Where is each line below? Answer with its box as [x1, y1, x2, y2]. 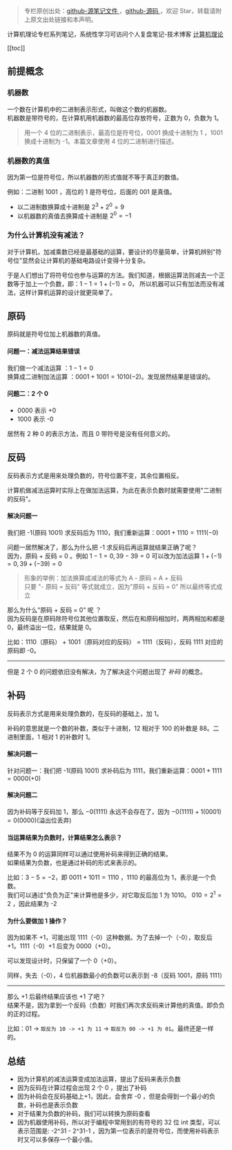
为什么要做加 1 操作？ [7, 916, 68, 925]
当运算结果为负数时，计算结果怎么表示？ [7, 833, 122, 842]
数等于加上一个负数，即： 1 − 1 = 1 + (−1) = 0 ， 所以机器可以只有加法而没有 [7, 279, 219, 287]
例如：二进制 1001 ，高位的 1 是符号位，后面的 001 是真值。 [7, 187, 176, 196]
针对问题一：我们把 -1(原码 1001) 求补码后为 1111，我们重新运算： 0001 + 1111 [7, 766, 222, 775]
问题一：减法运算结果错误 [7, 347, 80, 355]
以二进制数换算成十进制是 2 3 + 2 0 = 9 [17, 201, 124, 211]
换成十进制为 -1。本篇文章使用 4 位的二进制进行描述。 [23, 137, 178, 145]
